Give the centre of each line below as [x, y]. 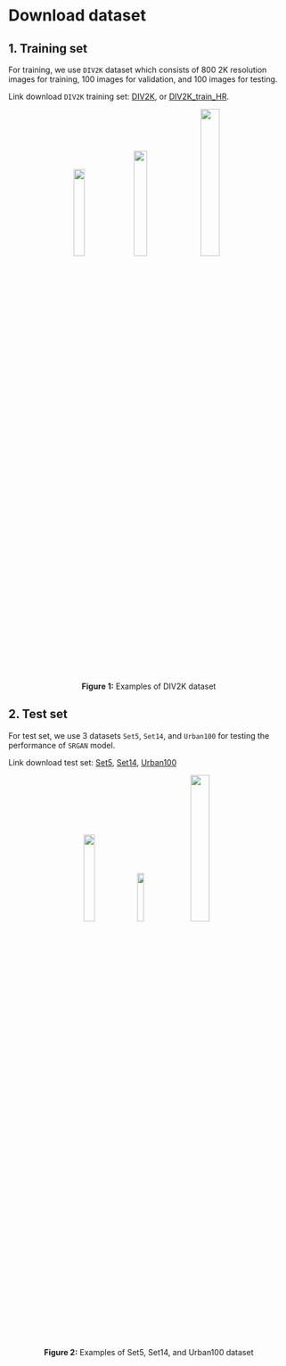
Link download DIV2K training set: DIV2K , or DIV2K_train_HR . [118, 96]
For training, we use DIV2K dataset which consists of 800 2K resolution [138, 70]
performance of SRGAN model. [62, 745]
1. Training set [48, 49]
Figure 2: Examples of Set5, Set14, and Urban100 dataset [149, 1352]
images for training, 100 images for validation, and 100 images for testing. [143, 79]
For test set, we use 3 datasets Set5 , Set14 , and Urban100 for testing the [139, 735]
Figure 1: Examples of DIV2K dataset [149, 686]
